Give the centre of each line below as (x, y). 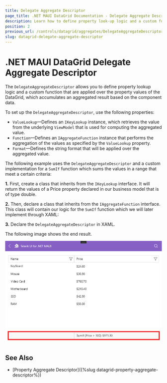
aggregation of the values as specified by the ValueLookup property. (82, 143)
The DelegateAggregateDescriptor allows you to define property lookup (78, 86)
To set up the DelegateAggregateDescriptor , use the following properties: (80, 112)
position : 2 (17, 26)
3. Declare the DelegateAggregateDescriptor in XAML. (60, 224)
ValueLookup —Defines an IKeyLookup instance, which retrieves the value (86, 122)
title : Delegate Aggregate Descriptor (45, 10)
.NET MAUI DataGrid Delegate (68, 62)
